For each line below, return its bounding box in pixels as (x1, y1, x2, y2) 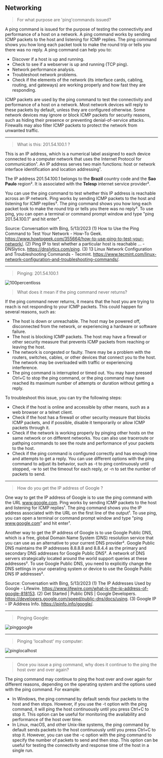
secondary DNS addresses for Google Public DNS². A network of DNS (5, 550, 145, 556)
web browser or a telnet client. (12, 409, 73, 415)
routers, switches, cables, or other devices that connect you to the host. (12, 354, 156, 360)
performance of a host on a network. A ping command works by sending (5, 31, 150, 37)
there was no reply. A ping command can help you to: (5, 47, 112, 52)
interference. (12, 364, 38, 370)
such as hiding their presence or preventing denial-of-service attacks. (5, 117, 145, 123)
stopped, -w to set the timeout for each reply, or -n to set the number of (12, 466, 156, 472)
